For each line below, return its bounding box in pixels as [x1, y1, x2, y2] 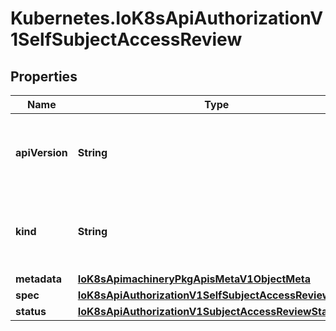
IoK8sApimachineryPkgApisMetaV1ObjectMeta [77, 272, 311, 286]
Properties [10, 68, 78, 85]
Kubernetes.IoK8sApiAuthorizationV [10, 7, 324, 30]
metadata [15, 272, 62, 286]
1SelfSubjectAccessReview [10, 28, 243, 51]
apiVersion [15, 146, 68, 159]
